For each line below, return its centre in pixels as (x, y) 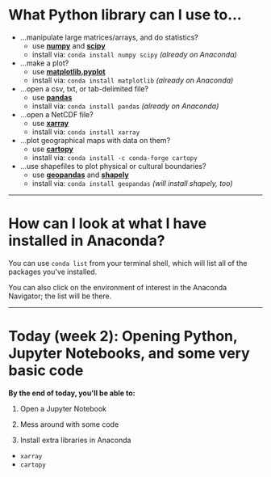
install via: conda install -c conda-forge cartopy (115, 157)
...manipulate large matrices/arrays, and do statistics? (109, 37)
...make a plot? (44, 63)
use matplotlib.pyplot (69, 71)
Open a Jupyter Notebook (63, 408)
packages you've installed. (53, 272)
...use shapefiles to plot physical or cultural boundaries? (113, 166)
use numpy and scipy (69, 45)
